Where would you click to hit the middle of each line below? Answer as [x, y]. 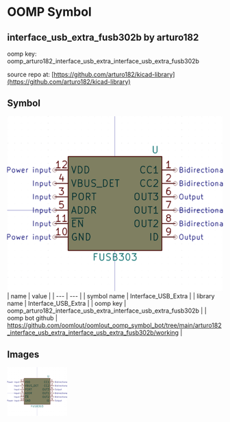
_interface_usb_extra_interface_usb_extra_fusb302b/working [93, 333]
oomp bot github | [33, 318]
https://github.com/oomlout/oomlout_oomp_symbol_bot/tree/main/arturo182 [114, 325]
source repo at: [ [30, 74]
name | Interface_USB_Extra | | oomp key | [67, 304]
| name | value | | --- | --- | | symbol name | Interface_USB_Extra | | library [111, 296]
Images [23, 354]
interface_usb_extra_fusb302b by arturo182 [103, 37]
